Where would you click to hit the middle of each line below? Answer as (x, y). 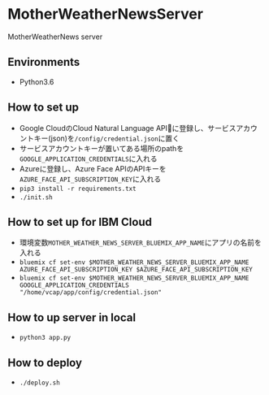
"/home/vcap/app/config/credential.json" (90, 293)
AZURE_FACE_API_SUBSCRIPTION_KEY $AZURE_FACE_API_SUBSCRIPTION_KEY (136, 270)
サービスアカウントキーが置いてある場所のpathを (102, 148)
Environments (44, 62)
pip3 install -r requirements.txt (78, 189)
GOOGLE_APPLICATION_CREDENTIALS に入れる (88, 158)
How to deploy (45, 362)
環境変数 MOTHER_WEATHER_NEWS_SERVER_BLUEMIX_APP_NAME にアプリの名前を (140, 243)
